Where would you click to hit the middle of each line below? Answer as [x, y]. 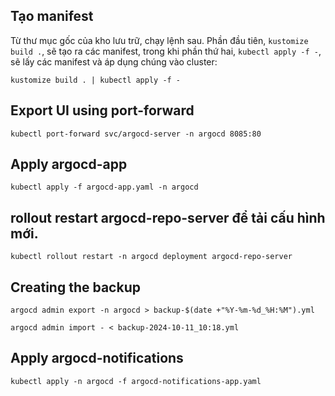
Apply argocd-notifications [97, 358]
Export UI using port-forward [102, 110]
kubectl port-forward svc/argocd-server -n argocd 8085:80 [136, 134]
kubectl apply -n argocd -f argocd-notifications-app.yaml [136, 381]
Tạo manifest [52, 16]
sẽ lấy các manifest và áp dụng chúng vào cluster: [114, 61]
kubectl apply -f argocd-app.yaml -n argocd [104, 187]
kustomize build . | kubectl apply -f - [96, 80]
